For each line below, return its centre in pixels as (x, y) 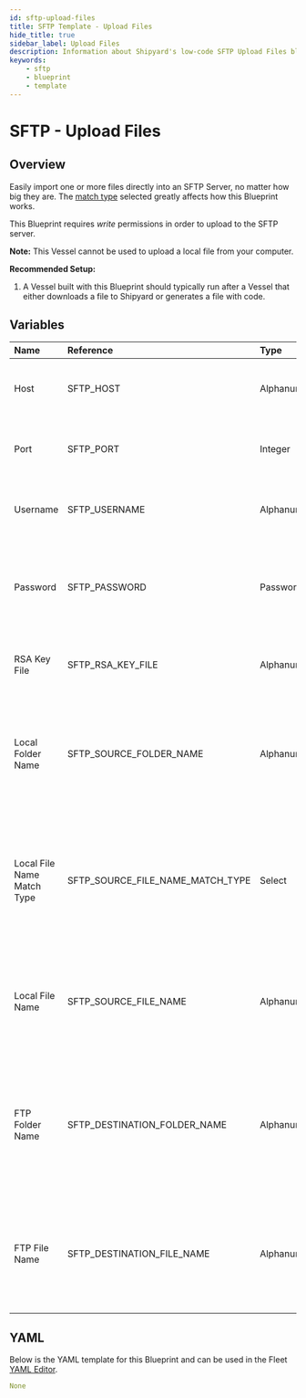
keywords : (28, 60)
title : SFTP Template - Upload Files (81, 26)
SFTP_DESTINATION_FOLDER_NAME (147, 1125)
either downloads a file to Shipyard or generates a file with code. (144, 296)
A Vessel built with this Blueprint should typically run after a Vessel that (156, 286)
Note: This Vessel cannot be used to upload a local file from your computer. (152, 251)
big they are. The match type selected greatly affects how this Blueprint (144, 196)
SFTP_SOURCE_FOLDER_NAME (135, 754)
